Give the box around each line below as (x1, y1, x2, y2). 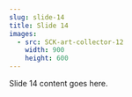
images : (9, 29, 38, 38)
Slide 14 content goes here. (9, 78, 108, 88)
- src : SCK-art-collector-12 (17, 37, 124, 47)
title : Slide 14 (9, 21, 69, 30)
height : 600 (25, 54, 69, 63)
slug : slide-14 (9, 12, 65, 22)
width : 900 (25, 46, 65, 55)
